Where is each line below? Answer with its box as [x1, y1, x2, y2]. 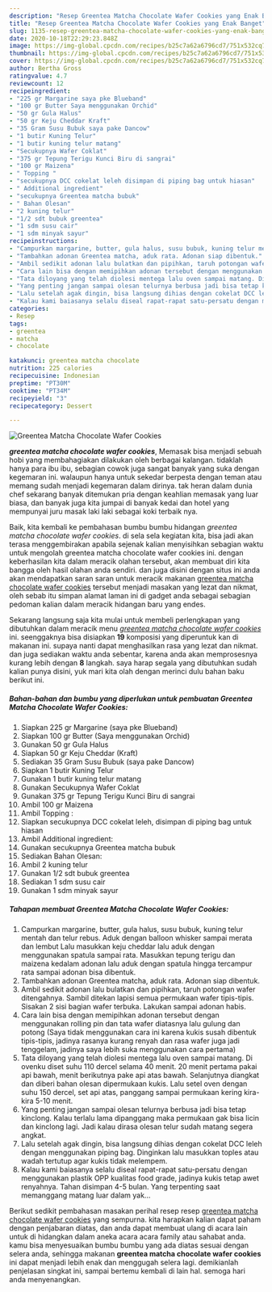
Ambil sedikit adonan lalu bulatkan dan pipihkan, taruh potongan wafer [20, 984, 256, 994]
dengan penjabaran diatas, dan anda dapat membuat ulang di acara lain [9, 1223, 249, 1233]
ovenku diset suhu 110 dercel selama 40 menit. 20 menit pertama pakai [20, 1062, 257, 1072]
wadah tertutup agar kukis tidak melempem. [20, 1156, 168, 1166]
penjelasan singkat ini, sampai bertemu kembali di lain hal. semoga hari [9, 1266, 245, 1276]
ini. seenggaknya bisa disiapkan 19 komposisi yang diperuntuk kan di [9, 632, 239, 642]
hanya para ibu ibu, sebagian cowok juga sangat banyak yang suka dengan [9, 464, 260, 473]
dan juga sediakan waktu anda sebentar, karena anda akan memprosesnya [9, 649, 257, 659]
